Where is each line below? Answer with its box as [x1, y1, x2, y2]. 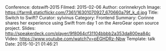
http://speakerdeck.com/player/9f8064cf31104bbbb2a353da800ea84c [5, 31, 151, 36]
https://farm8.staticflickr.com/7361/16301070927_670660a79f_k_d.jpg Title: [5, 9, 159, 15]
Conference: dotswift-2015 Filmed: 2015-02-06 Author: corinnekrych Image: [5, 4, 161, 10]
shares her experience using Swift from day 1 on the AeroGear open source [5, 20, 159, 26]
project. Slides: [5, 25, 36, 31]
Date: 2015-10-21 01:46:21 [5, 41, 58, 47]
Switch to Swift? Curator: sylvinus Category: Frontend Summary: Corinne [5, 15, 155, 20]
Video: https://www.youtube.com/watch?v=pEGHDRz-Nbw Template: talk [5, 36, 156, 42]
